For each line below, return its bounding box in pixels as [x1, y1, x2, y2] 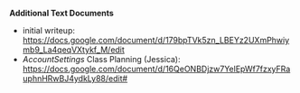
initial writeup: [22, 25, 75, 35]
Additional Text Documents [9, 8, 115, 18]
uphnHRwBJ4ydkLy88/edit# [22, 73, 128, 84]
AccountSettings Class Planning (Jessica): [22, 54, 181, 64]
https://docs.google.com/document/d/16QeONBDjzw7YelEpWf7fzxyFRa [22, 63, 291, 74]
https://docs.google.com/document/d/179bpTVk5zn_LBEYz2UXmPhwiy [22, 35, 290, 45]
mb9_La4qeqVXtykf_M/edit [22, 44, 125, 55]
